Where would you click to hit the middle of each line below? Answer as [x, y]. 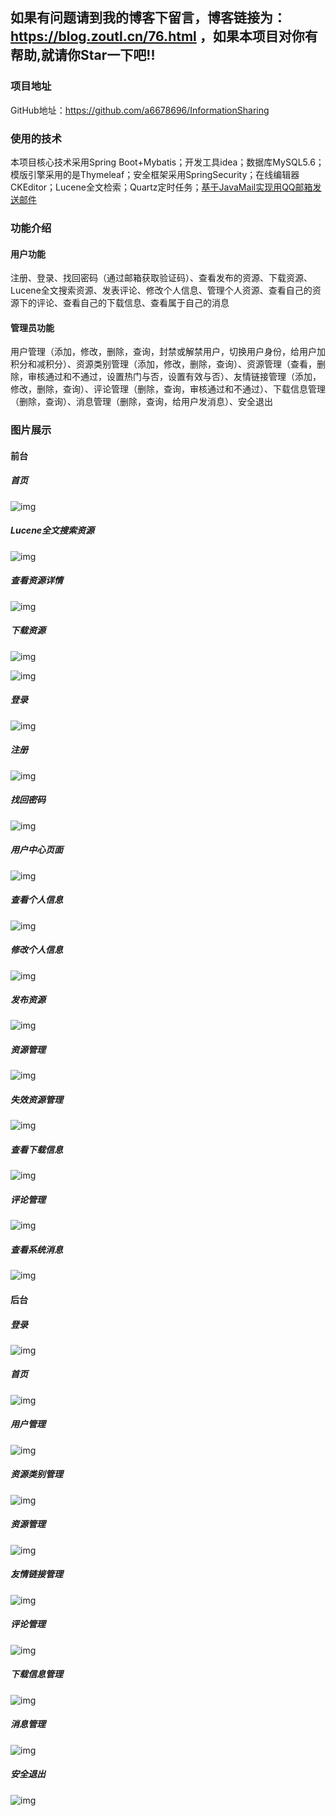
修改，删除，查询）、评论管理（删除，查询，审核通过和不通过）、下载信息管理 [168, 389]
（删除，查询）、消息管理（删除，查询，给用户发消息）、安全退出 [141, 402]
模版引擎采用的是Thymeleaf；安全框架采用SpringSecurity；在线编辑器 [155, 174]
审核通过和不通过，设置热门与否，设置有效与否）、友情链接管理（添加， [174, 377]
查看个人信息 [36, 900]
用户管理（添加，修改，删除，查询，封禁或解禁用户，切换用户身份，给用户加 [168, 352]
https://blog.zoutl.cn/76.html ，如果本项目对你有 [164, 36]
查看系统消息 [36, 1249]
